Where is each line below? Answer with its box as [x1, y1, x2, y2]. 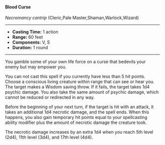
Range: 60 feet [12, 34, 43, 40]
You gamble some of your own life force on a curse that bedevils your [5, 59, 146, 65]
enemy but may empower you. [5, 64, 67, 70]
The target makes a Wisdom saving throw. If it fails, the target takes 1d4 [5, 84, 150, 90]
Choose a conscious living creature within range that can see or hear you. [5, 79, 155, 85]
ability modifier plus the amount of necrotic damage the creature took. [5, 119, 147, 125]
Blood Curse [5, 4, 31, 10]
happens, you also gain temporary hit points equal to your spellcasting [5, 115, 147, 120]
